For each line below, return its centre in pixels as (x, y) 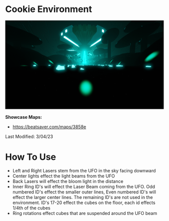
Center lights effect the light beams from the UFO (64, 176)
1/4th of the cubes (31, 208)
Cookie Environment (49, 9)
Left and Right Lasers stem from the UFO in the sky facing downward (84, 171)
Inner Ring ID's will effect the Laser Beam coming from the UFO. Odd (84, 187)
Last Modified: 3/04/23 (29, 137)
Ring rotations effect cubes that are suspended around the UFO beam (85, 213)
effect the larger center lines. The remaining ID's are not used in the (83, 197)
